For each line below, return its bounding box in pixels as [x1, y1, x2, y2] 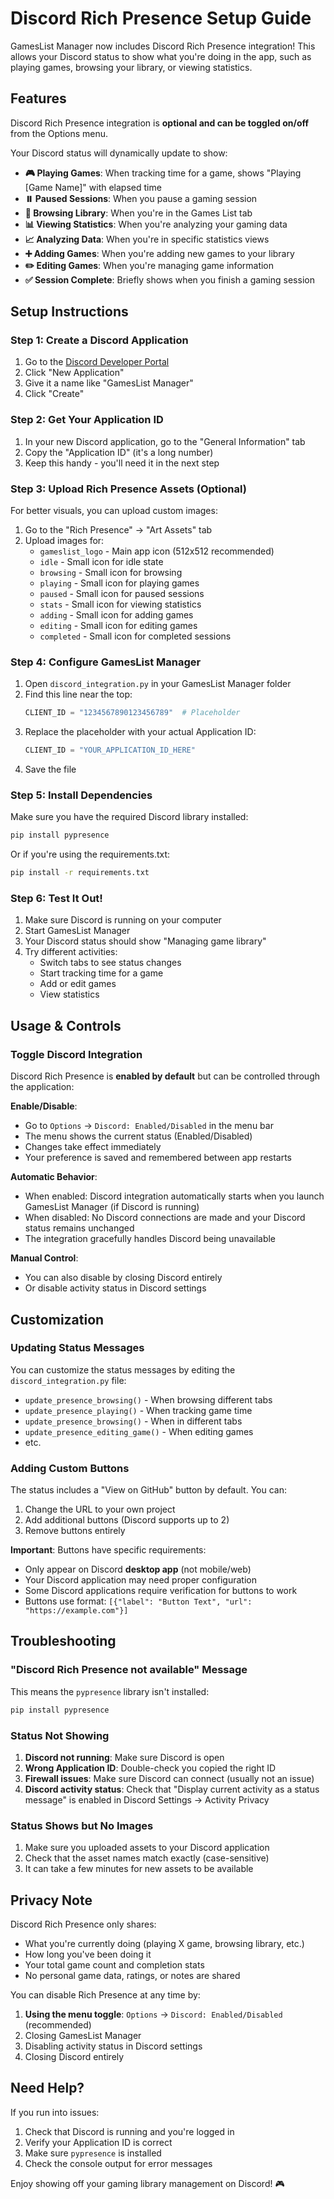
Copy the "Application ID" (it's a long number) [24, 446, 214, 458]
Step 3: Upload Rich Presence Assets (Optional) [10, 482, 247, 496]
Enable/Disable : [10, 1100, 78, 1112]
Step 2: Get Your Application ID [10, 413, 164, 427]
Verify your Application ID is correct [24, 2136, 173, 2148]
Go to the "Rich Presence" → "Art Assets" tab [24, 524, 213, 536]
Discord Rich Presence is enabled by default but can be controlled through [10, 1070, 321, 1082]
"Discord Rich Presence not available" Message [10, 1663, 248, 1677]
